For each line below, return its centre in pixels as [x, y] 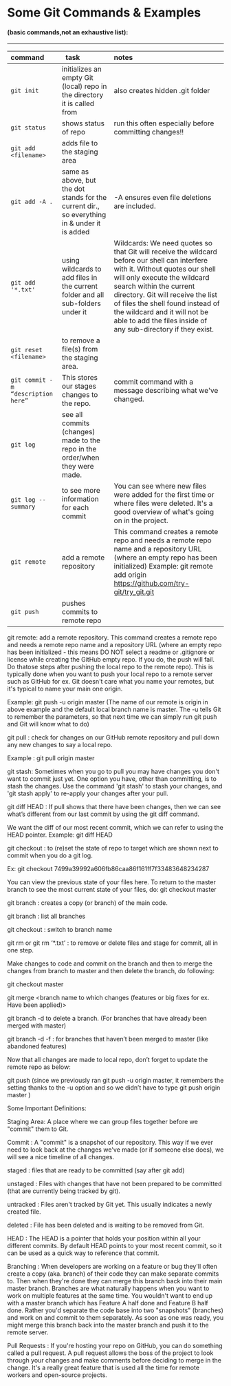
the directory [82, 95]
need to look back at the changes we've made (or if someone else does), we [115, 1150]
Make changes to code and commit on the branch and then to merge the [110, 964]
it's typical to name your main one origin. [65, 689]
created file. [24, 1212]
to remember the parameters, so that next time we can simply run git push [112, 717]
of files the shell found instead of [167, 303]
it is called [78, 103]
